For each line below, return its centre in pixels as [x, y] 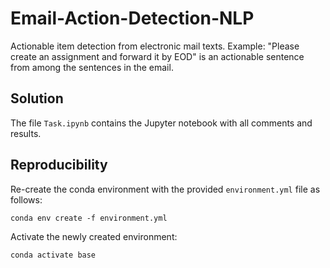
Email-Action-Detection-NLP [132, 18]
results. [26, 133]
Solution [37, 98]
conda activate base [53, 255]
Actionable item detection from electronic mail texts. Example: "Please [155, 46]
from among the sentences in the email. [92, 67]
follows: [26, 199]
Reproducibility [59, 165]
